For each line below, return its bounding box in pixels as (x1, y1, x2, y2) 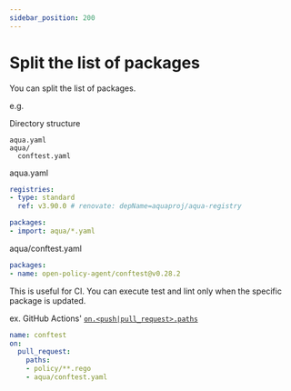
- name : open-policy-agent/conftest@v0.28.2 (9, 269, 181, 278)
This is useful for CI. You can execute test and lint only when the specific (9, 286, 282, 296)
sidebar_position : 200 (9, 13, 95, 23)
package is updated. (9, 295, 86, 306)
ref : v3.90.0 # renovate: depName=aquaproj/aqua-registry (17, 202, 243, 211)
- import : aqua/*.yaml (9, 226, 95, 236)
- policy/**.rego (25, 365, 92, 374)
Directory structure (9, 117, 81, 128)
